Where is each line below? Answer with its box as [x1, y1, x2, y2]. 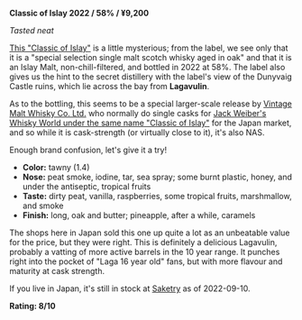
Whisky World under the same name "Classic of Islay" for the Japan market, [9, 117, 292, 128]
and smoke [22, 200, 65, 211]
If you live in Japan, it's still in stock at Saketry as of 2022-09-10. [9, 283, 251, 294]
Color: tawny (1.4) [22, 162, 90, 172]
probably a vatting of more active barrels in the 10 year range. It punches [9, 247, 280, 257]
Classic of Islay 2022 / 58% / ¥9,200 [9, 8, 150, 18]
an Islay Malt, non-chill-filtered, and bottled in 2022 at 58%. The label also [9, 62, 286, 72]
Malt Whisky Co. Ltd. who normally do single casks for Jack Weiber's [9, 108, 267, 118]
